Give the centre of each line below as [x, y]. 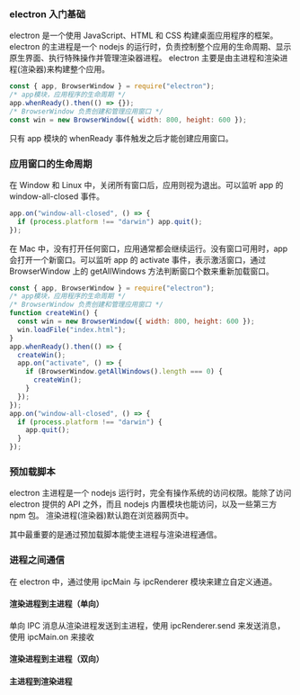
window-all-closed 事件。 [57, 196]
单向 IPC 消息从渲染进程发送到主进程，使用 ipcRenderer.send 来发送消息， [147, 625]
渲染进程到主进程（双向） [57, 659]
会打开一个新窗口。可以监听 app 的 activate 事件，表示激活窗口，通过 [138, 259]
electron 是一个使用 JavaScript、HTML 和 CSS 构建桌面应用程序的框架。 [144, 36]
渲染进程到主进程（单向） [57, 604]
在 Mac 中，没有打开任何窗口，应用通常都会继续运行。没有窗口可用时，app [149, 248]
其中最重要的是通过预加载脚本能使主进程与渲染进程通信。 [115, 535]
